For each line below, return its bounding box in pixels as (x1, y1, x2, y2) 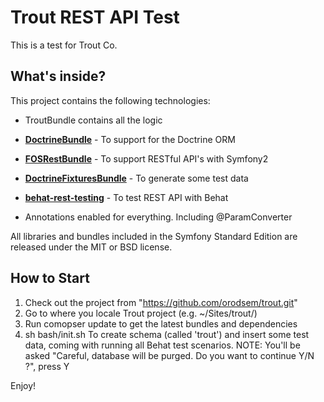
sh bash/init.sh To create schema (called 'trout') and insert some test (24, 328, 310, 340)
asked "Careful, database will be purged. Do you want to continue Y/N (24, 349, 315, 361)
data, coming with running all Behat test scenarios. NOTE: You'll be (24, 339, 301, 351)
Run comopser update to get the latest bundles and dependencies (24, 317, 298, 330)
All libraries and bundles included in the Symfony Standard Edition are (10, 230, 298, 242)
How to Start (10, 270, 90, 287)
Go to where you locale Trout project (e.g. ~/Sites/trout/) (24, 307, 258, 319)
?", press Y (24, 360, 70, 372)
